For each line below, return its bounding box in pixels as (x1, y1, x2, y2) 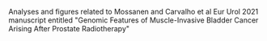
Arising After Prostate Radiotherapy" (8, 24, 130, 33)
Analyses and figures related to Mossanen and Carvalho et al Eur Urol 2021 (8, 7, 259, 16)
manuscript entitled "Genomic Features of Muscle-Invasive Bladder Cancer (8, 15, 259, 25)
